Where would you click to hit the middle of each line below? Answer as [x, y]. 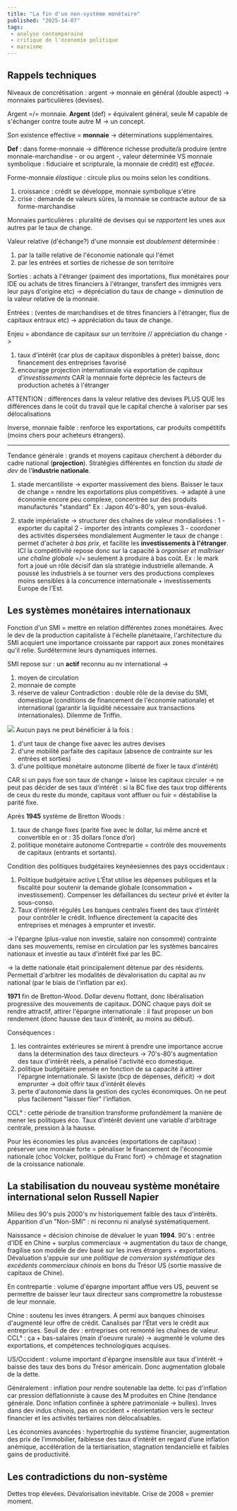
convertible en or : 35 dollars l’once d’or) [76, 837]
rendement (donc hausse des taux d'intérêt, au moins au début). [101, 1019]
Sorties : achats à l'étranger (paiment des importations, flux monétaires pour [118, 276]
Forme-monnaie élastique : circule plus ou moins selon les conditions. [109, 177]
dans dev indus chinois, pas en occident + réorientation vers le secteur [110, 1410]
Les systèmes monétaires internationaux [99, 611]
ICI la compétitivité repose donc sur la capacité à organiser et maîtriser [121, 550]
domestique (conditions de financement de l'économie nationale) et [116, 700]
